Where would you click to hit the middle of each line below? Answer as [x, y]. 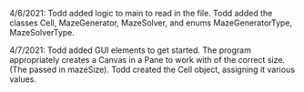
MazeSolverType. [42, 32]
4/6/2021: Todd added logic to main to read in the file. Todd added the [141, 13]
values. [23, 79]
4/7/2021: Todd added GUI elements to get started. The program [131, 50]
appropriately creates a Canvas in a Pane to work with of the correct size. [147, 60]
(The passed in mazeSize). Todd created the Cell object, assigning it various [152, 69]
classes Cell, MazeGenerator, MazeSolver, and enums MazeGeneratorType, [151, 23]
